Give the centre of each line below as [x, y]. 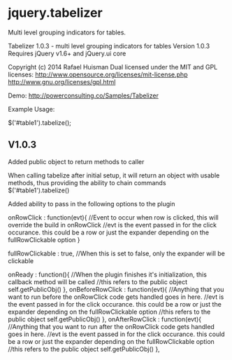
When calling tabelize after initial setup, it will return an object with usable [114, 175]
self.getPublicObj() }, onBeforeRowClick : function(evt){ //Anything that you [116, 289]
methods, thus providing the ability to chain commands [87, 182]
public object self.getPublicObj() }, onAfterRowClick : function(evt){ [105, 319]
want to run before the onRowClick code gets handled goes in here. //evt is [116, 297]
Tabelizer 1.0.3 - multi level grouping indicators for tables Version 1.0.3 [109, 46]
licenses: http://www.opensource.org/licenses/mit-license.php [98, 74]
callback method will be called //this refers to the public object [98, 281]
